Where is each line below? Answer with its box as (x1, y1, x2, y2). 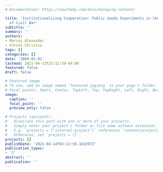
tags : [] (5, 47, 23, 52)
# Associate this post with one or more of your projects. (5, 119, 131, 124)
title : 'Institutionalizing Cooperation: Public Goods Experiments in (5, 16, 151, 21)
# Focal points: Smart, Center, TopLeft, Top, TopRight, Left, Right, (5, 88, 151, 93)
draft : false (5, 70, 32, 75)
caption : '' (9, 96, 34, 102)
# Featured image (5, 78, 40, 84)
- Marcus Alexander (5, 38, 45, 44)
